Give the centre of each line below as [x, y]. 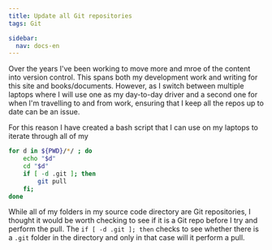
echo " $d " [40, 159]
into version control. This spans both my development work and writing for [133, 77]
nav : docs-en [38, 45]
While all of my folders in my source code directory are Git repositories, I [130, 212]
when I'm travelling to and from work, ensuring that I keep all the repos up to [136, 103]
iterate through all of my [49, 136]
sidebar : [23, 38]
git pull [52, 181]
